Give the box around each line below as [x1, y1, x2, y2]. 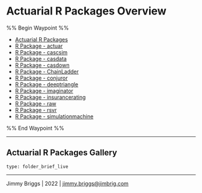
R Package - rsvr [14, 106, 57, 113]
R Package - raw [14, 100, 57, 107]
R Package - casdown [14, 62, 70, 69]
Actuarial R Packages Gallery [6, 148, 117, 158]
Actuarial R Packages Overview [6, 4, 167, 18]
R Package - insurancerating [14, 93, 86, 101]
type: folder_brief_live [6, 163, 69, 169]
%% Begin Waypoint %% [6, 24, 69, 31]
